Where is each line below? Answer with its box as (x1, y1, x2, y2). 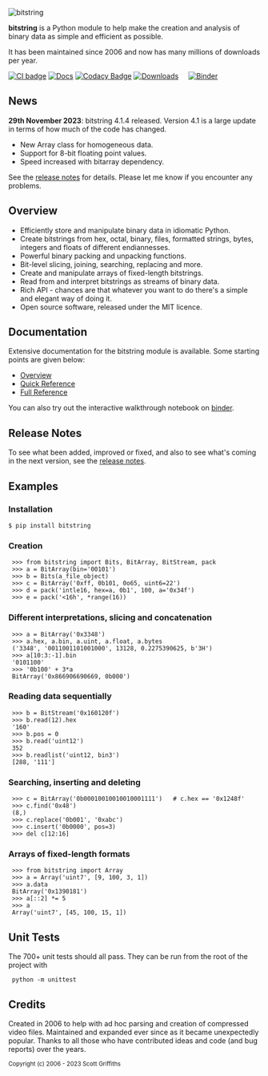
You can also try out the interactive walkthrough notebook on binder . (8, 403, 234, 413)
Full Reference (19, 387, 68, 397)
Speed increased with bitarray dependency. (19, 156, 165, 166)
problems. (8, 180, 42, 190)
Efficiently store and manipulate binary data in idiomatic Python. (19, 225, 230, 235)
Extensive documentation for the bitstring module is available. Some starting (8, 346, 260, 356)
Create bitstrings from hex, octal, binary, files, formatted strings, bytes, (19, 233, 254, 244)
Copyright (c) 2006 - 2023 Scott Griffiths (8, 1060, 122, 1068)
